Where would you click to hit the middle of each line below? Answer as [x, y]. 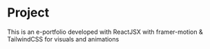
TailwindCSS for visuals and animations [63, 39]
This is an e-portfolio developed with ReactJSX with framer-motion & [105, 32]
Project [28, 13]
